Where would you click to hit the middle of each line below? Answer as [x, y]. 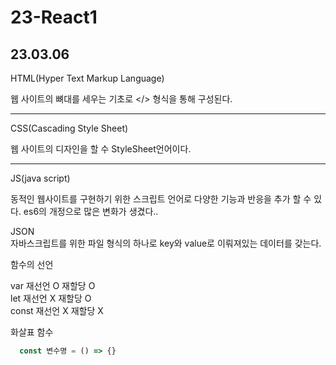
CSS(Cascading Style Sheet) [69, 128]
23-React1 [54, 17]
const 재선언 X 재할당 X [57, 310]
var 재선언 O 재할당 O [53, 285]
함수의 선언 [32, 264]
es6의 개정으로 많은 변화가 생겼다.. [91, 211]
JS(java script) [40, 178]
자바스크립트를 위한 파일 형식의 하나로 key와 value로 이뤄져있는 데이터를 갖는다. [166, 243]
